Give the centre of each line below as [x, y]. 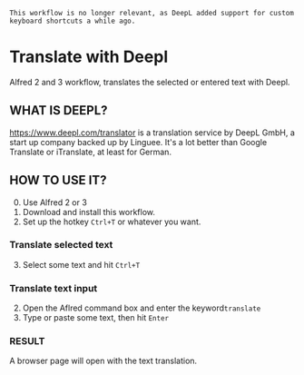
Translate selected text [61, 245]
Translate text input [54, 288]
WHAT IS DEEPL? [59, 110]
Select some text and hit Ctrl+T [81, 264]
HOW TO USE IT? [58, 180]
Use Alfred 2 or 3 [55, 202]
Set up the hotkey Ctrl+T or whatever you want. [112, 222]
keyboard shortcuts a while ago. [73, 21]
